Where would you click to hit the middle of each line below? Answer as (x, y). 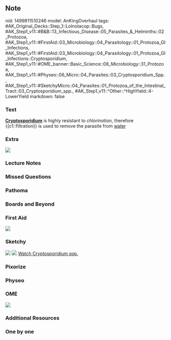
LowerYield (17, 96)
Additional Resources (32, 318)
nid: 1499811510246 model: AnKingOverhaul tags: (57, 20)
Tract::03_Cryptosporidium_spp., (39, 91)
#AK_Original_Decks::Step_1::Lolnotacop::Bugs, (55, 26)
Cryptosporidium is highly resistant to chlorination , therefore (69, 121)
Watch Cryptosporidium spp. (48, 253)
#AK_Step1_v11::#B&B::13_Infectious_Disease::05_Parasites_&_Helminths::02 (85, 31)
